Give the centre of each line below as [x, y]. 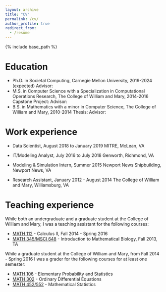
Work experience [41, 132]
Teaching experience [50, 205]
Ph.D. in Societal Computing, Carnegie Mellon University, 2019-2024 [82, 80]
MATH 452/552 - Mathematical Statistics [54, 284]
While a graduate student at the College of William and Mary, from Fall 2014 [82, 253]
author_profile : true [28, 24]
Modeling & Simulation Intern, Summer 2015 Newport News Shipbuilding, [87, 165]
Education [27, 67]
